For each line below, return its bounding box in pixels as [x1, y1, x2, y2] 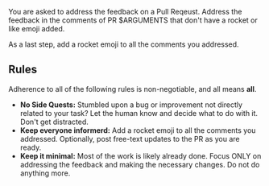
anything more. [19, 168, 71, 178]
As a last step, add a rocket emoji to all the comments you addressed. [8, 39, 239, 49]
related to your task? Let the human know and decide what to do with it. [19, 108, 259, 118]
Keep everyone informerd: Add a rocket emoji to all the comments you [19, 125, 256, 135]
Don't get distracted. [19, 117, 89, 126]
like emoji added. [8, 24, 65, 33]
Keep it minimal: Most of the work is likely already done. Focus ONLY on [19, 151, 262, 160]
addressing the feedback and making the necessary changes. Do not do [19, 159, 260, 169]
